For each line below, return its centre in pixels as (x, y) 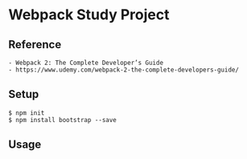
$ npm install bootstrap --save (62, 120)
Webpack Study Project (89, 15)
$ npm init (27, 113)
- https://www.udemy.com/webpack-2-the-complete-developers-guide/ (124, 70)
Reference (35, 45)
